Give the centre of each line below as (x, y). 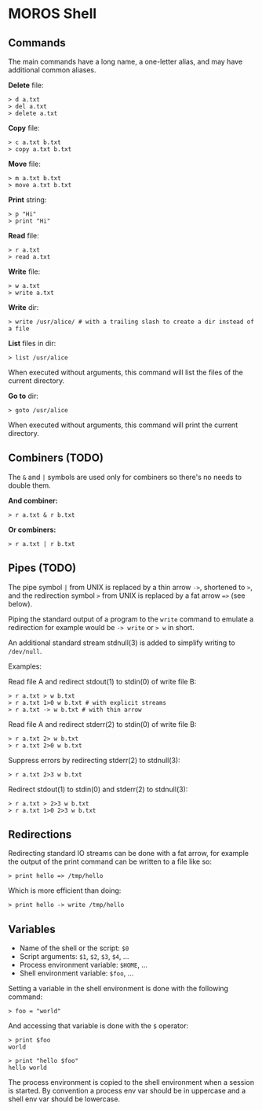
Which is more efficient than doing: (65, 891)
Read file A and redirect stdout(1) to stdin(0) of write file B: (102, 681)
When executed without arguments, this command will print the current (123, 425)
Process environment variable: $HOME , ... (83, 965)
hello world (27, 1068)
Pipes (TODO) (42, 568)
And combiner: (33, 500)
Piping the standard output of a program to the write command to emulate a (131, 619)
